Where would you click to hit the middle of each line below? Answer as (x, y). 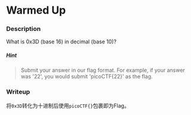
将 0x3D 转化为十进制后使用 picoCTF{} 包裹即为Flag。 (68, 106)
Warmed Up (36, 10)
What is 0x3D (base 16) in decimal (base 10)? (62, 41)
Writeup (18, 92)
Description (24, 29)
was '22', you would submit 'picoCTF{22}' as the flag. (87, 76)
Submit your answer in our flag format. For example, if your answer (103, 70)
